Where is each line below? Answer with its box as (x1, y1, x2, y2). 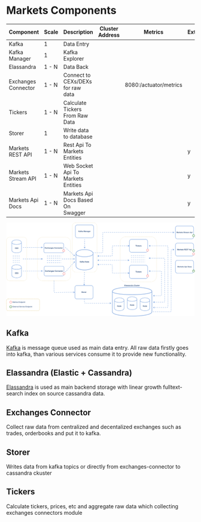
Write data (63, 127, 89, 134)
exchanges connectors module (6, 509, 83, 516)
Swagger (63, 209, 86, 216)
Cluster (99, 25, 118, 32)
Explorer (63, 55, 84, 62)
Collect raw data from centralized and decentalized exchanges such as (6, 424, 181, 431)
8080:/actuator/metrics (124, 81, 182, 88)
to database (63, 133, 93, 140)
